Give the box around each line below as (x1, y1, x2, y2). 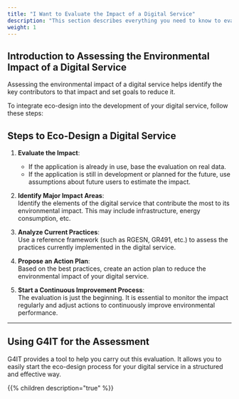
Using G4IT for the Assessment (7, 336, 150, 348)
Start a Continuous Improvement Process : (17, 286, 144, 294)
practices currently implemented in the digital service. (17, 243, 176, 252)
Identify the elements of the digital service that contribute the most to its (17, 199, 230, 207)
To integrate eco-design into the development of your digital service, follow (7, 101, 229, 110)
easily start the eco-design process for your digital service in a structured (7, 362, 223, 370)
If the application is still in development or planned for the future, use (28, 170, 231, 178)
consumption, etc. (17, 214, 71, 222)
